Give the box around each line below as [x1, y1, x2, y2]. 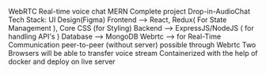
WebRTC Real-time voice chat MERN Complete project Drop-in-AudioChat [8, 7, 251, 16]
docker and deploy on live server [8, 57, 116, 66]
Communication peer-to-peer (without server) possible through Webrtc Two [8, 40, 256, 50]
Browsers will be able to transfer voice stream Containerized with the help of [8, 49, 258, 57]
